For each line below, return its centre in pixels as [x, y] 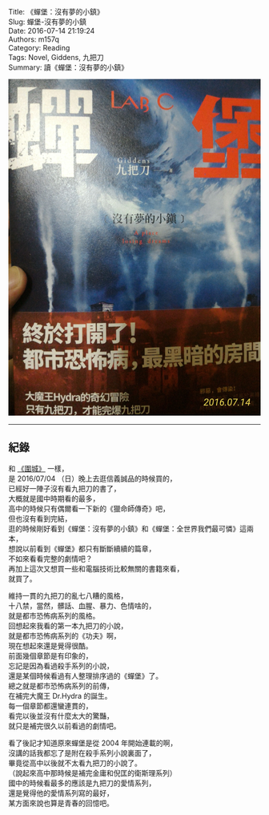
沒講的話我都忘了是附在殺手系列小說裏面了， [82, 752]
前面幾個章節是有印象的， [50, 656]
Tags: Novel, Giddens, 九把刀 [56, 57]
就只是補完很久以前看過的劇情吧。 [64, 726]
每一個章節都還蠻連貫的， [50, 706]
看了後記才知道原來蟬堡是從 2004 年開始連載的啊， [93, 743]
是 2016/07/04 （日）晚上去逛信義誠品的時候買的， [93, 478]
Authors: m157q [34, 39]
